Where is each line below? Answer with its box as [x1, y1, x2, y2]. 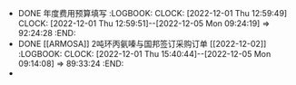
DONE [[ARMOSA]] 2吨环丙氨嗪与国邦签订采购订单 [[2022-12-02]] [17, 39, 267, 49]
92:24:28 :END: [17, 28, 76, 38]
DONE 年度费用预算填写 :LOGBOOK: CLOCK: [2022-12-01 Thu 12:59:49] [17, 8, 288, 18]
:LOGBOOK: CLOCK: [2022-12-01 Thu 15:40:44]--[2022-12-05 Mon [17, 49, 271, 59]
